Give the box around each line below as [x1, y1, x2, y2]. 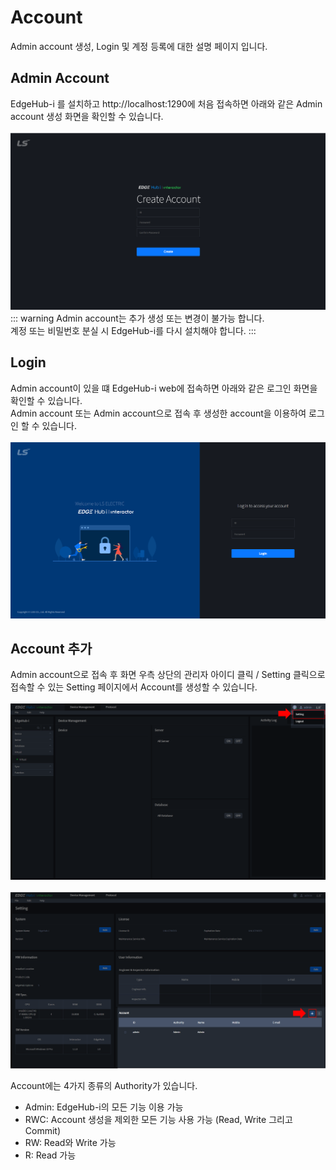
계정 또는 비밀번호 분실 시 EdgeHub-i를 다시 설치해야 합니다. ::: [10, 324, 257, 336]
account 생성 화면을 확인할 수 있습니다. [10, 110, 164, 122]
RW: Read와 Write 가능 [24, 1137, 117, 1149]
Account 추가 [10, 640, 93, 657]
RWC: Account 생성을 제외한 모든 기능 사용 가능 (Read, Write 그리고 [24, 1114, 293, 1126]
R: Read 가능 [24, 1149, 77, 1161]
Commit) [24, 1125, 62, 1137]
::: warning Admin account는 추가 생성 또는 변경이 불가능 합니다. [10, 312, 265, 324]
